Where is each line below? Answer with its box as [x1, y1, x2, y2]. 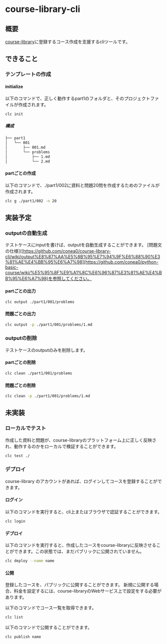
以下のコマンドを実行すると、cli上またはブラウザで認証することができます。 [5, 509, 162, 515]
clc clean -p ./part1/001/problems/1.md [5, 394, 91, 399]
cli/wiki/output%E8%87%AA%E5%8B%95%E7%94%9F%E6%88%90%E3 [5, 254, 161, 260]
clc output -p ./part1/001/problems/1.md [5, 322, 93, 327]
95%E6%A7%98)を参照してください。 [12, 276, 92, 282]
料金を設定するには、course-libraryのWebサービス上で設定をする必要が [13, 588, 162, 594]
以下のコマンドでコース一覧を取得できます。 [5, 605, 96, 611]
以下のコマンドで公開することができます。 [5, 625, 92, 631]
